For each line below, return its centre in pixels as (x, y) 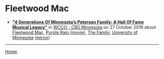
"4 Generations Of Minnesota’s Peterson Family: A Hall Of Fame (78, 22)
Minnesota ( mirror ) (31, 38)
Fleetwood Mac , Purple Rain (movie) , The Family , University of (75, 32)
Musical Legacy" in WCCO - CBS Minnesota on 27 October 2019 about (84, 27)
